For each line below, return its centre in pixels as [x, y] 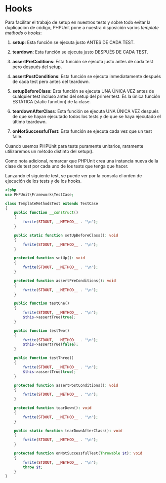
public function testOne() [42, 303]
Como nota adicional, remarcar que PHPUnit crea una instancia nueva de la [82, 161]
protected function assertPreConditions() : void [65, 281]
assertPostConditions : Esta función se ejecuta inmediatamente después [86, 76]
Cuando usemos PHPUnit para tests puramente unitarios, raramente [74, 146]
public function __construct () [46, 213]
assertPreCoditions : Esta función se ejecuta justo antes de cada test [83, 61]
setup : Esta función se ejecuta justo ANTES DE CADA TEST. [73, 42]
